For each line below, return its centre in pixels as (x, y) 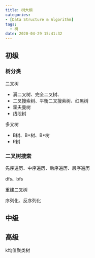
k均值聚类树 (18, 250)
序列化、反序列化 (23, 200)
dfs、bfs (14, 178)
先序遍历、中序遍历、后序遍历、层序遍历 (47, 168)
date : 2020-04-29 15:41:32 (34, 34)
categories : (18, 15)
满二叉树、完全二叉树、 (37, 94)
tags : (11, 24)
